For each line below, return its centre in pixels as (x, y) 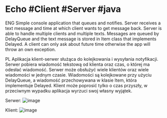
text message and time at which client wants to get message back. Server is (83, 28)
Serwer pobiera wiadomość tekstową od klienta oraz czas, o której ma (77, 64)
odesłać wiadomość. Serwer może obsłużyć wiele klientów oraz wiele (77, 69)
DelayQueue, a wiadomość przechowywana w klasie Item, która (71, 80)
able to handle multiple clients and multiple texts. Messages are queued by (82, 33)
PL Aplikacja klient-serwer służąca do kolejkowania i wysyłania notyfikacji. (82, 59)
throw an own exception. (30, 49)
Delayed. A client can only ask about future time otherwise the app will (78, 44)
